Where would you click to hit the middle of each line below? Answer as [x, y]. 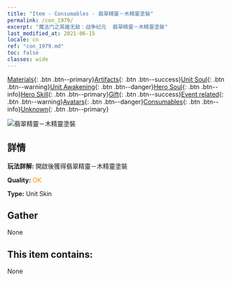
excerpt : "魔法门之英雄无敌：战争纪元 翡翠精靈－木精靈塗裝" [87, 27]
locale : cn [23, 40]
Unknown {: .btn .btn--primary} [65, 109]
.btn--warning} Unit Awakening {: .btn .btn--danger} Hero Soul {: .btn [104, 87]
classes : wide [28, 60]
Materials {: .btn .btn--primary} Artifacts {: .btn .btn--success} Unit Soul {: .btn [116, 79]
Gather [23, 215]
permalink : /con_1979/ [40, 20]
